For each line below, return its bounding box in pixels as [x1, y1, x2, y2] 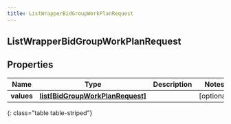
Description [153, 79, 192, 89]
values [10, 91, 33, 101]
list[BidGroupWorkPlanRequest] [39, 91, 146, 101]
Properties [7, 59, 54, 71]
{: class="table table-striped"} [7, 108, 93, 117]
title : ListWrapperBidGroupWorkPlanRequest [7, 10, 134, 17]
